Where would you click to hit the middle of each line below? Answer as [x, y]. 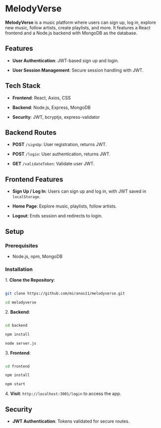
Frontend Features [34, 179]
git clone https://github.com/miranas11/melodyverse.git [65, 293]
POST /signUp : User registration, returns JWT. [59, 144]
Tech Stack [23, 86]
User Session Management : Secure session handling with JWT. [78, 70]
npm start [15, 384]
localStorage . [26, 197]
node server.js [21, 343]
